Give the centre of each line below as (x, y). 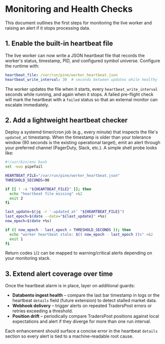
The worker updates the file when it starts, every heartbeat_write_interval (82, 89)
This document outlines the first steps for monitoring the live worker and (78, 23)
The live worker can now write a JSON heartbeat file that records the (75, 55)
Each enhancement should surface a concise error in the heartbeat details (82, 331)
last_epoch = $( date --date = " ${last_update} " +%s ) (56, 216)
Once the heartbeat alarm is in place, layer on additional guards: (70, 286)
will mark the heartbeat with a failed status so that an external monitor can (81, 99)
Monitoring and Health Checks (69, 9)
